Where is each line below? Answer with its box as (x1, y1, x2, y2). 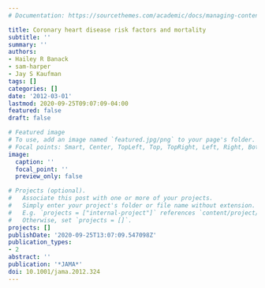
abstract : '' (8, 253, 51, 261)
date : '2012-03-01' (8, 92, 73, 100)
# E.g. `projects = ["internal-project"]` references (8, 209, 196, 217)
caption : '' (15, 157, 55, 166)
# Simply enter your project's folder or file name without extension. (8, 202, 256, 210)
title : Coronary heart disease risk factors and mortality (8, 25, 207, 34)
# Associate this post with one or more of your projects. (8, 195, 214, 203)
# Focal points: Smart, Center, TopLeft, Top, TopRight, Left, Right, (8, 143, 245, 151)
